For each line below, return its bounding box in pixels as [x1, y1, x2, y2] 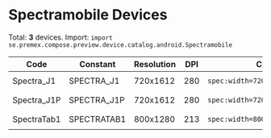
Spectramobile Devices [8, 6, 168, 24]
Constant [79, 58, 116, 69]
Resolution [133, 58, 176, 69]
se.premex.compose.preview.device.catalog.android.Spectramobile [8, 40, 232, 49]
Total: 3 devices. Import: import [8, 32, 113, 42]
